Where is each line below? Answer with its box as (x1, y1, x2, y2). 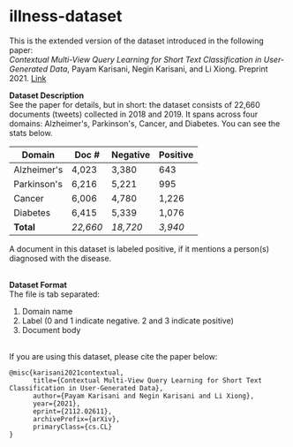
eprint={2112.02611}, (32, 406, 113, 416)
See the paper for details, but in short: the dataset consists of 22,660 (9, 99, 260, 110)
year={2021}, (32, 399, 81, 408)
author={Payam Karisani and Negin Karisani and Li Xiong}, (32, 391, 254, 400)
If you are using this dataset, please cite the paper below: (9, 351, 218, 361)
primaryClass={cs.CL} (32, 422, 113, 431)
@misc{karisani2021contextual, (9, 368, 124, 377)
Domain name (21, 306, 73, 316)
